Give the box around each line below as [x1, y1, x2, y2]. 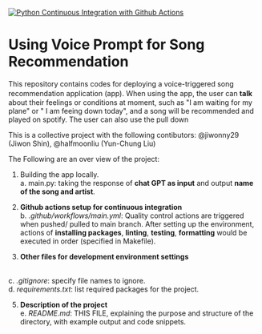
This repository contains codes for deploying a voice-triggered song [8, 78, 234, 88]
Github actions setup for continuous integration [19, 202, 183, 211]
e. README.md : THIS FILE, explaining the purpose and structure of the [19, 308, 254, 318]
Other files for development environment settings [19, 252, 189, 261]
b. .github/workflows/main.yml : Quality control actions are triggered [19, 211, 244, 220]
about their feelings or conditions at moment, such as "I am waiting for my [8, 97, 252, 107]
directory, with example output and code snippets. [19, 316, 187, 326]
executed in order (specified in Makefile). [19, 236, 156, 246]
